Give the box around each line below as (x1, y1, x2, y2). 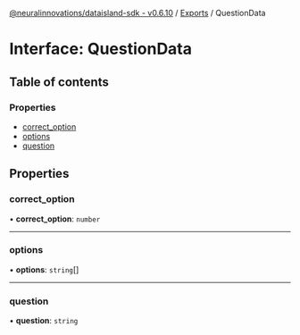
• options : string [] (9, 264, 79, 275)
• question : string (9, 315, 79, 326)
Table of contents (9, 74, 109, 89)
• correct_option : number (9, 214, 101, 224)
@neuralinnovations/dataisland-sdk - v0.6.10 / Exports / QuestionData (9, 8, 266, 18)
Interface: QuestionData (9, 39, 193, 59)
